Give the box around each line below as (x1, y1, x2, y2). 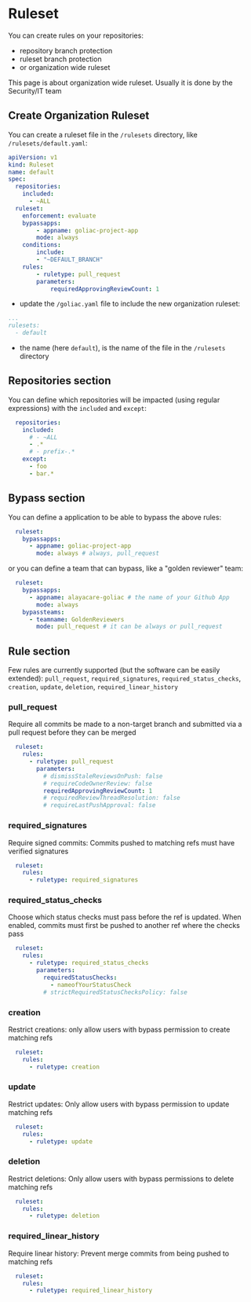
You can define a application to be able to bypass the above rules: (8, 512, 222, 522)
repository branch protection (19, 46, 113, 55)
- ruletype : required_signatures (28, 876, 139, 884)
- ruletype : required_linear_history (28, 1286, 153, 1295)
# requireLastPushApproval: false (42, 801, 156, 809)
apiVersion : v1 (8, 153, 58, 161)
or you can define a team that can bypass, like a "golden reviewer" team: (8, 563, 243, 574)
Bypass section (8, 492, 85, 505)
